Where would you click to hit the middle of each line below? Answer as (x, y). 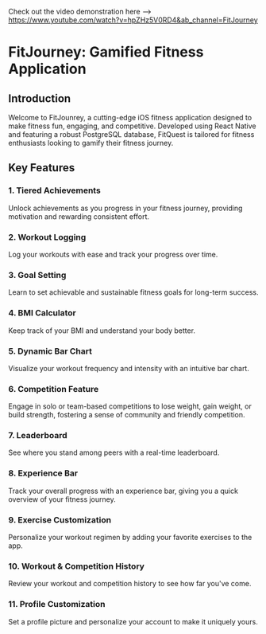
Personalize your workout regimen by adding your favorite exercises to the (130, 538)
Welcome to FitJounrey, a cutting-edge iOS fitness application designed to (130, 117)
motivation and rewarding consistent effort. (79, 216)
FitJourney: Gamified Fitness (106, 52)
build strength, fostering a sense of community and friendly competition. (127, 415)
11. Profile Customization (57, 605)
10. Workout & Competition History (77, 566)
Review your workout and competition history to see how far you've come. (130, 584)
